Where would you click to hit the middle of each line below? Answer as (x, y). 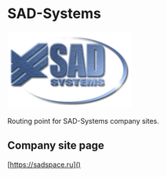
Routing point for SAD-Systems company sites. (83, 121)
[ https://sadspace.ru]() (44, 164)
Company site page (56, 146)
